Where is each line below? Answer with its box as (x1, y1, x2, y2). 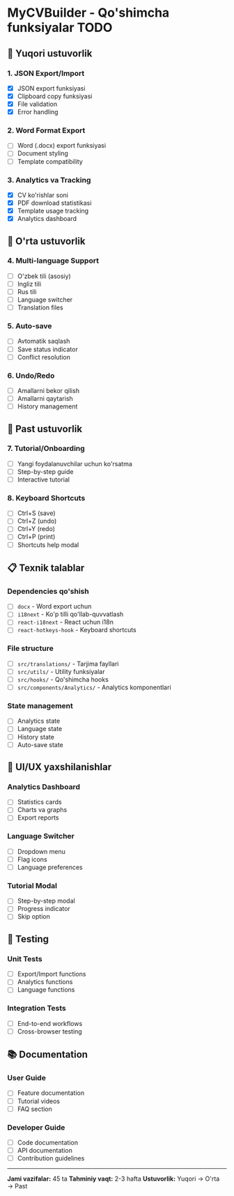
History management (17, 402, 78, 411)
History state (17, 733, 54, 741)
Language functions (17, 986, 75, 994)
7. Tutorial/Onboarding (7, 444, 85, 454)
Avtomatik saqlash (17, 337, 70, 346)
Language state (17, 725, 63, 733)
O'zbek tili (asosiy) (17, 272, 71, 280)
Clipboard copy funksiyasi (17, 92, 93, 100)
